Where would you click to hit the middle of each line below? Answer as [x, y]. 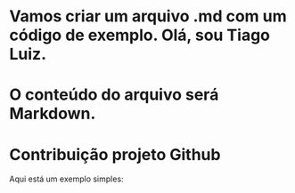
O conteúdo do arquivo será [114, 95]
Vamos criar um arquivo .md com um [148, 16]
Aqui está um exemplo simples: [66, 179]
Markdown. [53, 114]
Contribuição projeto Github [115, 154]
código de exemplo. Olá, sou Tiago [139, 35]
